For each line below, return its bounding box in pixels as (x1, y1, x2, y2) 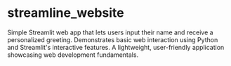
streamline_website (7, 5, 124, 21)
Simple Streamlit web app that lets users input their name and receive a (7, 28, 213, 37)
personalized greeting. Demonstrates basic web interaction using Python (7, 35, 218, 44)
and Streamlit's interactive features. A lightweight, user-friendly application (7, 43, 225, 51)
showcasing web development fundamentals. (7, 51, 139, 59)
